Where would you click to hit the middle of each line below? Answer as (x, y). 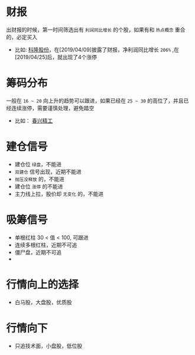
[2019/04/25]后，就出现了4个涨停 (56, 57)
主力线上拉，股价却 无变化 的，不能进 (59, 193)
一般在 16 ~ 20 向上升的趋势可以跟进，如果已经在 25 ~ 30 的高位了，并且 (95, 101)
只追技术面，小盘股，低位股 (48, 346)
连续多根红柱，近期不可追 (46, 245)
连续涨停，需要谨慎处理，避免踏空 (53, 108)
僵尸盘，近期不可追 (38, 252)
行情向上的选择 (43, 284)
